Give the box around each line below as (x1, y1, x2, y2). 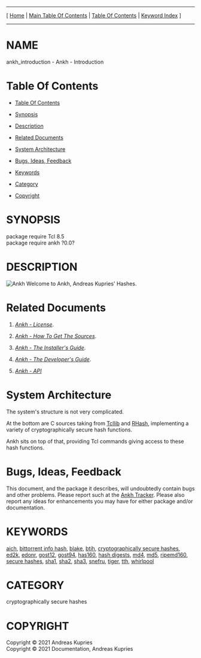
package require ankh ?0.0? (6, 239, 75, 246)
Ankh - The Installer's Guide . (14, 344, 86, 351)
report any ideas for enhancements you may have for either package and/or (6, 497, 193, 505)
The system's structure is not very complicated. (6, 408, 124, 415)
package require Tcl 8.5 (6, 233, 65, 240)
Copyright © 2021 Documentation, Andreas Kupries (6, 645, 133, 653)
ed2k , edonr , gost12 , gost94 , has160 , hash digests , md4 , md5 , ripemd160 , (6, 551, 188, 558)
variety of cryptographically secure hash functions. (6, 426, 133, 433)
